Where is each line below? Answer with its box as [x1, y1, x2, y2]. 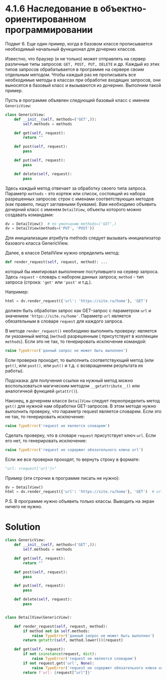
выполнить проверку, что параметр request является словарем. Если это [5, 408, 162, 414]
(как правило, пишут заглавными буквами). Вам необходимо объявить [5, 201, 157, 207]
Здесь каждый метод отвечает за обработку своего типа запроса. [5, 185, 147, 191]
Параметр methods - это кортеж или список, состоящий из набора [5, 190, 146, 196]
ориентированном [5, 13, 86, 25]
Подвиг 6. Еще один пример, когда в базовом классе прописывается [5, 40, 153, 46]
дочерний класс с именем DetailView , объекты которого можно [5, 206, 142, 212]
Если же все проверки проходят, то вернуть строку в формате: [5, 456, 140, 462]
